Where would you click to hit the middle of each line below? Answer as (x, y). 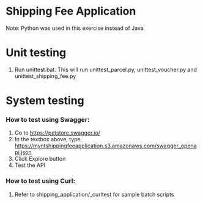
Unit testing (36, 53)
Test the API (30, 165)
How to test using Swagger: (48, 119)
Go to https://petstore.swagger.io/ (57, 133)
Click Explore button (40, 159)
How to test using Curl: (41, 181)
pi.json (23, 152)
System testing (45, 101)
